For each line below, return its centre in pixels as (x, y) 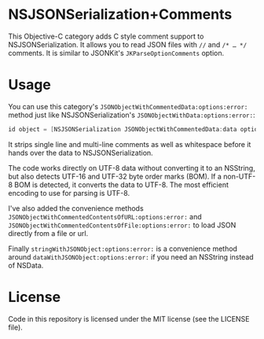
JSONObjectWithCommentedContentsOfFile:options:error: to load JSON (122, 225)
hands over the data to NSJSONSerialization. (81, 153)
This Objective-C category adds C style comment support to (106, 36)
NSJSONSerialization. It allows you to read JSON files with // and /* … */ (128, 44)
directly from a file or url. (48, 233)
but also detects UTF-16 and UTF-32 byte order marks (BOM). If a (115, 176)
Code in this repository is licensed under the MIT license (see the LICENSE (129, 319)
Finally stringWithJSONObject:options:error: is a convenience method (123, 249)
